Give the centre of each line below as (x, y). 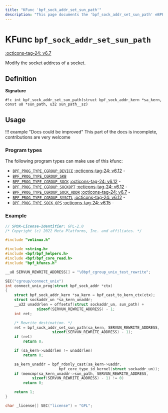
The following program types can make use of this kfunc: (64, 161)
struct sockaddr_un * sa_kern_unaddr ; (53, 300)
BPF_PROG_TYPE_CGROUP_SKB (39, 177)
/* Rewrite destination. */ (43, 323)
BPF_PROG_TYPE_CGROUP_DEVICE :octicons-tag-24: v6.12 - (69, 171)
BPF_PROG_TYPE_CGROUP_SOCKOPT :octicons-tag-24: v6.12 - (70, 187)
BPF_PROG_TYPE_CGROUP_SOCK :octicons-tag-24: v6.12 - (66, 182)
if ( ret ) (23, 337)
